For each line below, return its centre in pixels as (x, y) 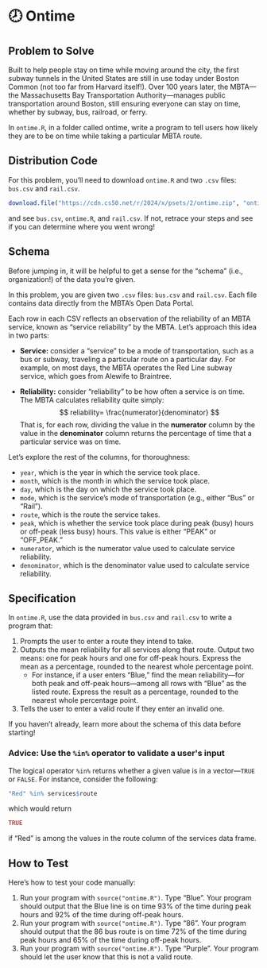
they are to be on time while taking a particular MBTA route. (105, 136)
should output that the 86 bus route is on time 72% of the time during (133, 931)
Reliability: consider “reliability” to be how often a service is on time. (132, 391)
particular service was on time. (70, 442)
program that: (31, 626)
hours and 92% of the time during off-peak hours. (102, 915)
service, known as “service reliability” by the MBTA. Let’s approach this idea (132, 326)
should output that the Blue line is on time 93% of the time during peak (135, 906)
